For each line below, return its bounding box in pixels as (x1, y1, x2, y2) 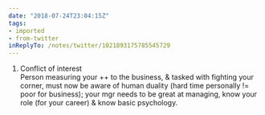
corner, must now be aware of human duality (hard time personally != (19, 81, 250, 91)
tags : (8, 19, 26, 27)
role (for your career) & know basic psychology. (19, 98, 178, 108)
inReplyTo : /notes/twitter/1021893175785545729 (8, 42, 171, 50)
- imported (8, 27, 45, 35)
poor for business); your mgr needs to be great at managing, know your (19, 89, 258, 99)
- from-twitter (8, 34, 59, 43)
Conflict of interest (19, 64, 83, 73)
